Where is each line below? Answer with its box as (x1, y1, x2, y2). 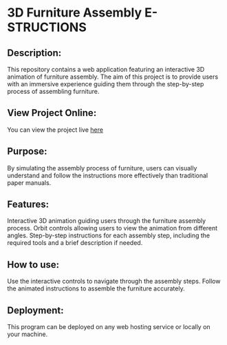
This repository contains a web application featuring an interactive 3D (7, 66, 205, 73)
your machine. (7, 330, 48, 339)
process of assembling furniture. (7, 88, 100, 95)
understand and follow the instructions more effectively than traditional (7, 171, 208, 179)
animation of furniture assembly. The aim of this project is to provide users (7, 72, 219, 81)
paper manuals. (7, 178, 52, 187)
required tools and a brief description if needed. (7, 239, 143, 247)
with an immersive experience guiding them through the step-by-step (7, 80, 204, 88)
